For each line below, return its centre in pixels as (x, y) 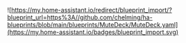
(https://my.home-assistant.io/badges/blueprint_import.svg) (93, 32)
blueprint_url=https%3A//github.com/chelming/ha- (80, 17)
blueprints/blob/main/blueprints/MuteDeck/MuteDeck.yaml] (93, 25)
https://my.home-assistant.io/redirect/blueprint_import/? (92, 10)
